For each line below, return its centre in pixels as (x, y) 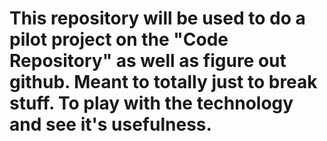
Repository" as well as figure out (148, 61)
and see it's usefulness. (110, 124)
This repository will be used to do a (157, 18)
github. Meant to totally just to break (163, 82)
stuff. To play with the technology (151, 103)
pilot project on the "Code (119, 39)
